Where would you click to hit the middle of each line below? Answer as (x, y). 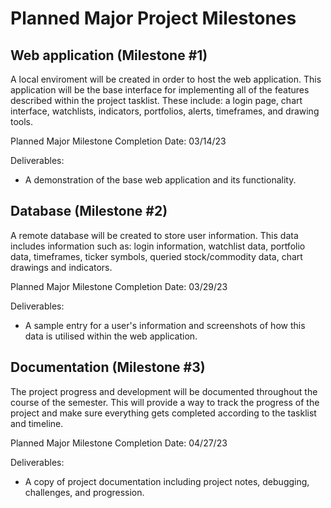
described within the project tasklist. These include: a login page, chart (156, 100)
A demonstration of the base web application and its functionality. (160, 180)
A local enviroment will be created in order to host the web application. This (166, 79)
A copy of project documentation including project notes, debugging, (167, 481)
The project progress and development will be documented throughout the (164, 391)
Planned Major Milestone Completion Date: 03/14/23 (118, 141)
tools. (22, 121)
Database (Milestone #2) (89, 211)
